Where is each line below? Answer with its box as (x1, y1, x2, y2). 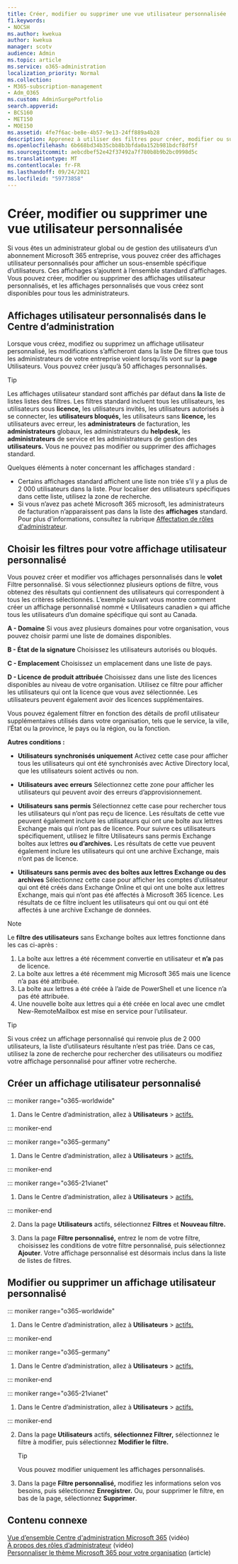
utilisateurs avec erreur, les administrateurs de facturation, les (7, 419, 191, 429)
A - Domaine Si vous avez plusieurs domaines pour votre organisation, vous (7, 624, 229, 633)
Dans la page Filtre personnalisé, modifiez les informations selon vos (17, 1478, 222, 1487)
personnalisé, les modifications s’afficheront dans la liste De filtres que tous (7, 347, 228, 356)
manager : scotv (7, 43, 52, 50)
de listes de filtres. (17, 1256, 72, 1264)
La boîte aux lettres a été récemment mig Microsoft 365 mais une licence (17, 970, 231, 978)
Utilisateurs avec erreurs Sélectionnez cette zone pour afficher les (17, 781, 215, 789)
